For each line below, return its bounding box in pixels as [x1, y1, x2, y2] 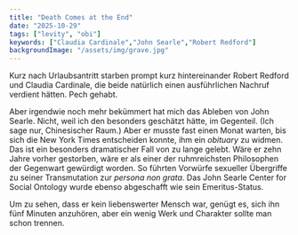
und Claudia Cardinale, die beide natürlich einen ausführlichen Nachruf [9, 80, 270, 90]
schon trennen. [9, 218, 65, 229]
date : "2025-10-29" [9, 21, 82, 30]
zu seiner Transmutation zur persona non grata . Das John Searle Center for [9, 172, 287, 183]
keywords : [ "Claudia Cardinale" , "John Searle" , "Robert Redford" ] [9, 37, 256, 47]
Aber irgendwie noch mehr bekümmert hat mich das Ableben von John [9, 106, 270, 117]
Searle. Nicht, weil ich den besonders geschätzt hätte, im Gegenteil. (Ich [9, 116, 274, 127]
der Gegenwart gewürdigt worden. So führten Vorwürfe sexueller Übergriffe [9, 163, 287, 174]
